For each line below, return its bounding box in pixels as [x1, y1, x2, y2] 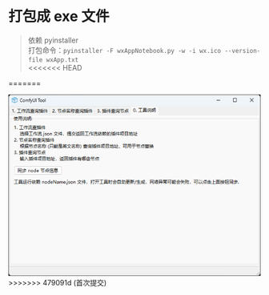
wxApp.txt [46, 55, 79, 64]
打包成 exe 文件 [8, 7, 110, 26]
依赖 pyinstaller [27, 35, 78, 45]
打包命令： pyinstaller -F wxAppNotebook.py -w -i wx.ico [27, 45, 222, 55]
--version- [223, 46, 261, 55]
